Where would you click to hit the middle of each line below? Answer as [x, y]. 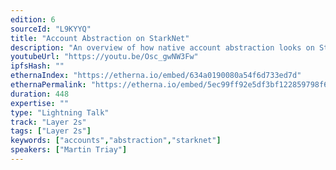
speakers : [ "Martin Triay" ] [69, 150]
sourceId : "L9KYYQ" [51, 29]
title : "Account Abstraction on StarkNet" [100, 38]
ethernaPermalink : [48, 85]
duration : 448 [40, 94]
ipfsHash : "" [37, 66]
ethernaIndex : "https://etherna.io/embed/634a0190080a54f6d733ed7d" [156, 76]
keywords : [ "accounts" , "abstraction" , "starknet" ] [116, 141]
